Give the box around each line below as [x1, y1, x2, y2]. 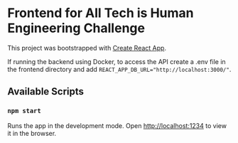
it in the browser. [7, 129, 57, 137]
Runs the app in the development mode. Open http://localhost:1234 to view [7, 121, 227, 129]
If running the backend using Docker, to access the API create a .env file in [7, 57, 226, 65]
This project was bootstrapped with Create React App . [7, 43, 167, 52]
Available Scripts [7, 85, 84, 97]
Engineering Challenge [7, 20, 146, 36]
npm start [7, 107, 41, 115]
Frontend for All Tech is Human [7, 5, 194, 21]
